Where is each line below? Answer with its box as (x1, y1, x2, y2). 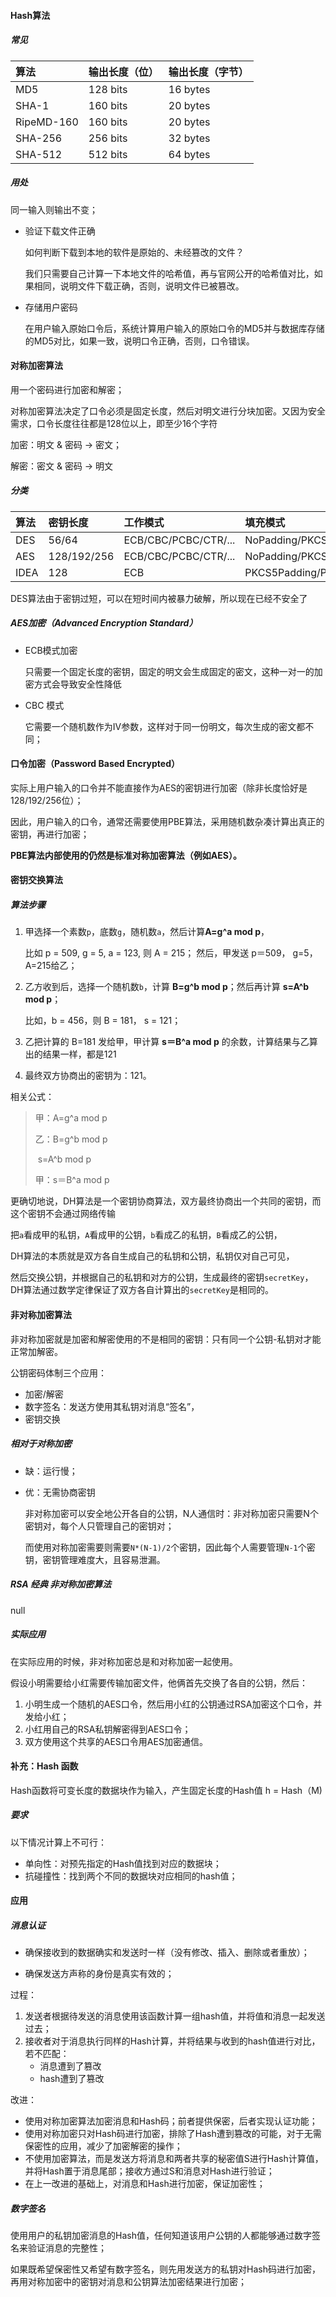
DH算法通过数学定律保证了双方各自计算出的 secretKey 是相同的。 (10, 1284, 274, 1296)
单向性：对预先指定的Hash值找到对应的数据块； (24, 1857, 222, 1869)
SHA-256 (15, 131, 63, 145)
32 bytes (168, 131, 211, 145)
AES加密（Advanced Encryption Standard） (10, 617, 198, 629)
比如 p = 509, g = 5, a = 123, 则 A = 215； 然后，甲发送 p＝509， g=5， (24, 947, 318, 959)
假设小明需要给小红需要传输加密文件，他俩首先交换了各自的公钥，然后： (10, 1676, 308, 1689)
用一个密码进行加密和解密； (10, 383, 125, 395)
